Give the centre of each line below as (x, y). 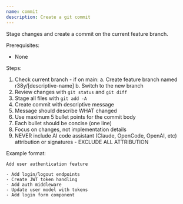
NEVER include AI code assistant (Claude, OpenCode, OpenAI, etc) (96, 135)
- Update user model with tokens (47, 190)
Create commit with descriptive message (64, 104)
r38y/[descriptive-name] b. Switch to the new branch (79, 85)
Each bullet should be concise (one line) (63, 123)
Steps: (14, 68)
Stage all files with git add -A (51, 98)
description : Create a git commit (49, 17)
